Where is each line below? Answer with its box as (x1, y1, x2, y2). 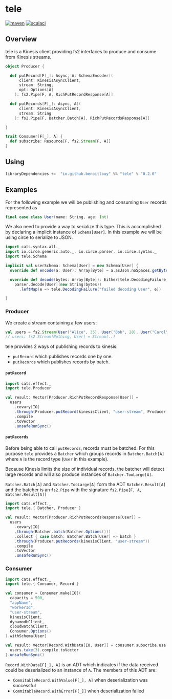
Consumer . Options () (10, 629, 52, 634)
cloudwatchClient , (10, 624, 50, 629)
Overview (5, 35, 37, 43)
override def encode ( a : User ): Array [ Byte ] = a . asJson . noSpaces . (10, 268, 153, 273)
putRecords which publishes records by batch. (12, 359, 110, 365)
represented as (5, 204, 37, 210)
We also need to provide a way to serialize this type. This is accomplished (5, 224, 161, 230)
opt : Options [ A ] (18, 88, 54, 93)
